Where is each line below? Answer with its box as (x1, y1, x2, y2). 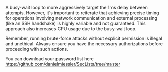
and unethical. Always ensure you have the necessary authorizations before (5, 41, 163, 47)
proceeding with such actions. (5, 46, 68, 52)
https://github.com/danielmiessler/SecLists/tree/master (5, 61, 120, 67)
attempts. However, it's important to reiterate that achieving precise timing (5, 10, 159, 16)
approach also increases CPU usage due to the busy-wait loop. (5, 26, 137, 32)
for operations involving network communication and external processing (5, 15, 158, 21)
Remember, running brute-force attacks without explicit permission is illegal (5, 35, 162, 41)
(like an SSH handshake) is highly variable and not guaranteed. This (5, 20, 146, 26)
